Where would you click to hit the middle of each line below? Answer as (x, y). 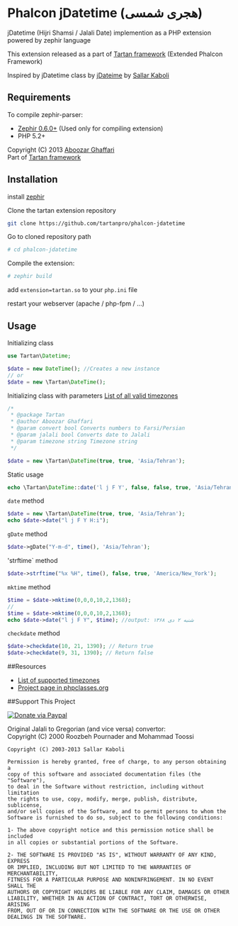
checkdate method (34, 633)
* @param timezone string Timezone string (74, 441)
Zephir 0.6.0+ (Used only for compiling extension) (90, 128)
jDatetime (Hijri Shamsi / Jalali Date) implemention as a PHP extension (109, 33)
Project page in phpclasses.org (63, 688)
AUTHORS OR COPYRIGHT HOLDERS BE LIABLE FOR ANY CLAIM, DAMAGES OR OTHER (119, 892)
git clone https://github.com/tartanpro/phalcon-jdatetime (96, 223)
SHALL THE (22, 886)
